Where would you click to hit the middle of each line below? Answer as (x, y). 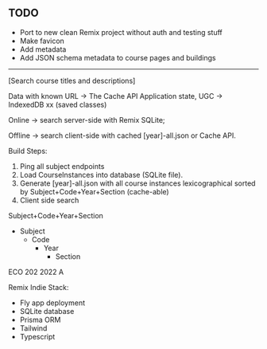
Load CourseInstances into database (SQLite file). (101, 174)
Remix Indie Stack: (39, 287)
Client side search (49, 200)
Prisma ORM (40, 320)
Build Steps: (28, 151)
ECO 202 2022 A (36, 272)
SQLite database (47, 311)
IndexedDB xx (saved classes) (58, 104)
